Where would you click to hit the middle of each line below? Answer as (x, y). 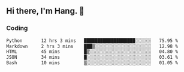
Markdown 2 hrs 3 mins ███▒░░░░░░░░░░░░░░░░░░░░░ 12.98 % (92, 46)
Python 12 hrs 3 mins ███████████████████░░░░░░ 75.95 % (92, 40)
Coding (17, 28)
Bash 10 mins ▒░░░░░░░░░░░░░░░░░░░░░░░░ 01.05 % (92, 63)
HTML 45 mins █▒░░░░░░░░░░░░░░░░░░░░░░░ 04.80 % (92, 52)
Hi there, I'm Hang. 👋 (46, 11)
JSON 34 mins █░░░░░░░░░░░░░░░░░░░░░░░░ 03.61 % (92, 58)
